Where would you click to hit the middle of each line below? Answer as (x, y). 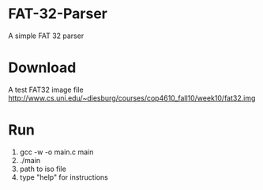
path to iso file (43, 169)
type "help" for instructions (64, 177)
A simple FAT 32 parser (46, 36)
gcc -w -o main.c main (56, 152)
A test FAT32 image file (46, 89)
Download (42, 68)
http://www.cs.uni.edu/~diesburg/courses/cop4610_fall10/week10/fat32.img (132, 98)
